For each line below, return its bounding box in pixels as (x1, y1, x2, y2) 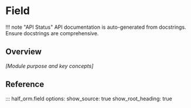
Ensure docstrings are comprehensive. (5, 29, 99, 36)
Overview (5, 47, 42, 57)
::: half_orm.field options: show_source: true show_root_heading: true (5, 95, 172, 102)
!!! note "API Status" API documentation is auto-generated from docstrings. (5, 23, 186, 31)
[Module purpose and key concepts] (5, 62, 94, 69)
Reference (5, 79, 45, 89)
